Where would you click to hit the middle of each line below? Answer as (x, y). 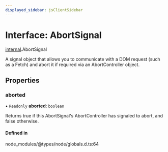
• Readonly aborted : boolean (35, 106)
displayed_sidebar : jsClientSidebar (44, 10)
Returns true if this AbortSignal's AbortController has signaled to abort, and (84, 116)
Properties (22, 80)
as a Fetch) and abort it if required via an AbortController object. (73, 65)
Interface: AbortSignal (53, 35)
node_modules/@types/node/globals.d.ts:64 (52, 144)
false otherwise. (22, 121)
